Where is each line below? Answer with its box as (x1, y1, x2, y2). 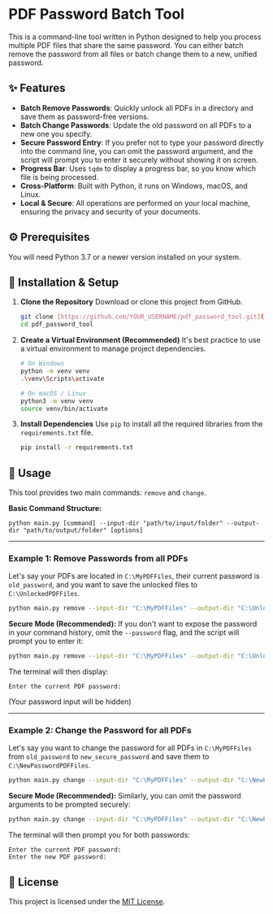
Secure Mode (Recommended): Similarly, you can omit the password (8, 791, 241, 801)
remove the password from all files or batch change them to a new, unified (8, 49, 258, 59)
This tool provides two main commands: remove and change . (8, 488, 207, 497)
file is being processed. (19, 172, 99, 181)
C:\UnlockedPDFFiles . (8, 588, 80, 598)
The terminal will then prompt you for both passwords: (8, 830, 191, 840)
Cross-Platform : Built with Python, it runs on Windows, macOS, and (19, 181, 248, 190)
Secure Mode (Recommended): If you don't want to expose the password (8, 619, 258, 629)
